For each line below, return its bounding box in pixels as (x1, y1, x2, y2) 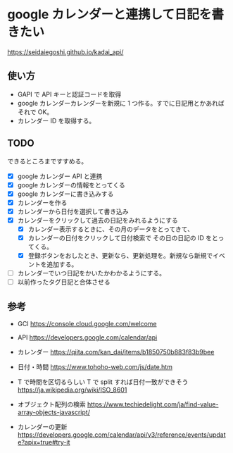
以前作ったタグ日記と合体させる (17, 278, 111, 286)
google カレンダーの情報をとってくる (17, 180, 125, 189)
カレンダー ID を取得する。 (17, 116, 96, 125)
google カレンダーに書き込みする (17, 190, 114, 198)
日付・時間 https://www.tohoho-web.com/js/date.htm (17, 363, 172, 371)
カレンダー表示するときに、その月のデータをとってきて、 (27, 225, 194, 233)
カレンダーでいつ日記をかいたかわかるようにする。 (17, 269, 166, 278)
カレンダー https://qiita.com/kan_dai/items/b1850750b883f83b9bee (17, 348, 215, 356)
